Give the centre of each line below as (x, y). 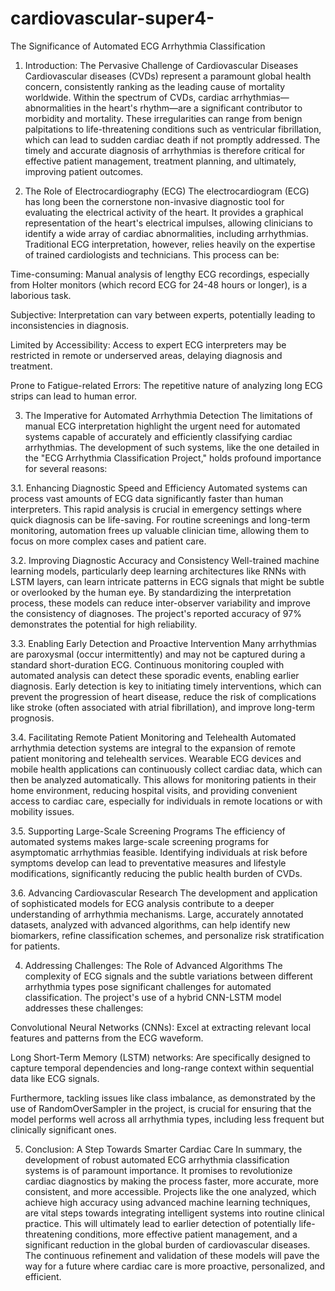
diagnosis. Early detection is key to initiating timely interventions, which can (166, 686)
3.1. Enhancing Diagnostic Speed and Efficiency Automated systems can (159, 488)
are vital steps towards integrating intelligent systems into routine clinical (174, 1213)
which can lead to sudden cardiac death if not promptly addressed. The (172, 139)
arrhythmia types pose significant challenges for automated (148, 986)
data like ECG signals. (55, 1078)
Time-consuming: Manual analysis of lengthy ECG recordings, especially (160, 274)
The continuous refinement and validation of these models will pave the (172, 1255)
